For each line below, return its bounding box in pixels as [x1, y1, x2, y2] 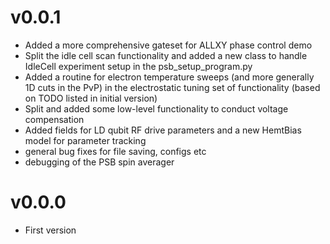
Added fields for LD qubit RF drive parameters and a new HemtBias [24, 124, 302, 136]
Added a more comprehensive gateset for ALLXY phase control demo [24, 39, 313, 51]
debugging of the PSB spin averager [24, 156, 175, 168]
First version [24, 224, 77, 236]
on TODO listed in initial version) [24, 92, 158, 104]
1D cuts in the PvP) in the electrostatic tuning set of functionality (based [24, 81, 321, 93]
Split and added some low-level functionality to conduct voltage [24, 102, 289, 115]
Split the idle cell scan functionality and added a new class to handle [24, 49, 308, 61]
